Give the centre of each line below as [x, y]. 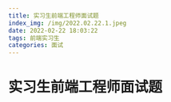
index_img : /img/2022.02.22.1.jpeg [68, 23]
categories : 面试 [36, 45]
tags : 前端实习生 [34, 38]
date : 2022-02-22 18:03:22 [53, 30]
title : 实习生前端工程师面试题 [54, 16]
